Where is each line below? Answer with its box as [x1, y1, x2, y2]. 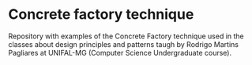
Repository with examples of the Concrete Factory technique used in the [8, 31, 245, 41]
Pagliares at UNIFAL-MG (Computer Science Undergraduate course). [8, 48, 231, 57]
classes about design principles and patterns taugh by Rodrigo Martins [8, 39, 239, 49]
